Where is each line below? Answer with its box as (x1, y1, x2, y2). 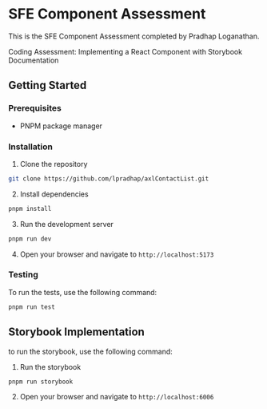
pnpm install (8, 204, 52, 213)
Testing (8, 269, 38, 281)
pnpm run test (8, 302, 56, 311)
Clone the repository (19, 159, 88, 168)
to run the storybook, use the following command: (8, 346, 173, 356)
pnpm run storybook (8, 378, 74, 386)
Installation (8, 141, 54, 152)
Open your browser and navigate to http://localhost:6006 (19, 392, 214, 402)
